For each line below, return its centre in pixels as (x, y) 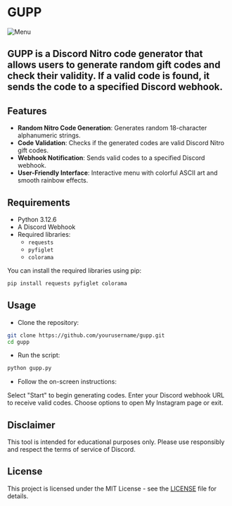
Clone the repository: (48, 322)
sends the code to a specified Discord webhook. (115, 87)
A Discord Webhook (46, 227)
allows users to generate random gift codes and (114, 65)
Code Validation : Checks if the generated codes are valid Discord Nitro (121, 143)
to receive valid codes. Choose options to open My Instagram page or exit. (115, 403)
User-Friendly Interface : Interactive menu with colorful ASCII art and (117, 173)
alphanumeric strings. (49, 135)
